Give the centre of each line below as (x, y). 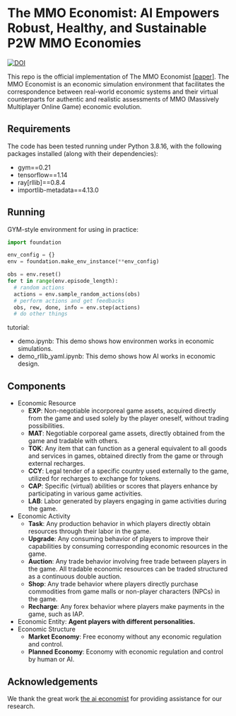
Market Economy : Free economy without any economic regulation (125, 637)
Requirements (39, 129)
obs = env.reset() (34, 274)
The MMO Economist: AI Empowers (113, 13)
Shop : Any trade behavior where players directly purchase (113, 584)
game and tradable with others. (74, 441)
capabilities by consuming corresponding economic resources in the (128, 547)
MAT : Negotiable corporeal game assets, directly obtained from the (126, 433)
